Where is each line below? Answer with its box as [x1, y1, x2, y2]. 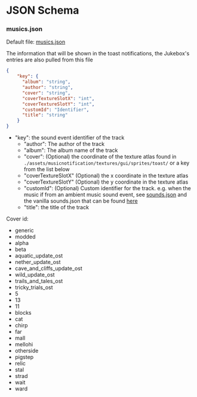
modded [14, 233, 36, 240]
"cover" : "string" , [21, 90, 70, 96]
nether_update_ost [14, 259, 61, 266]
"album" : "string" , [21, 79, 70, 85]
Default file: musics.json [6, 38, 66, 45]
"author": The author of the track [23, 141, 105, 148]
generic [14, 227, 34, 234]
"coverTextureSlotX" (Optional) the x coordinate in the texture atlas [23, 172, 189, 179]
